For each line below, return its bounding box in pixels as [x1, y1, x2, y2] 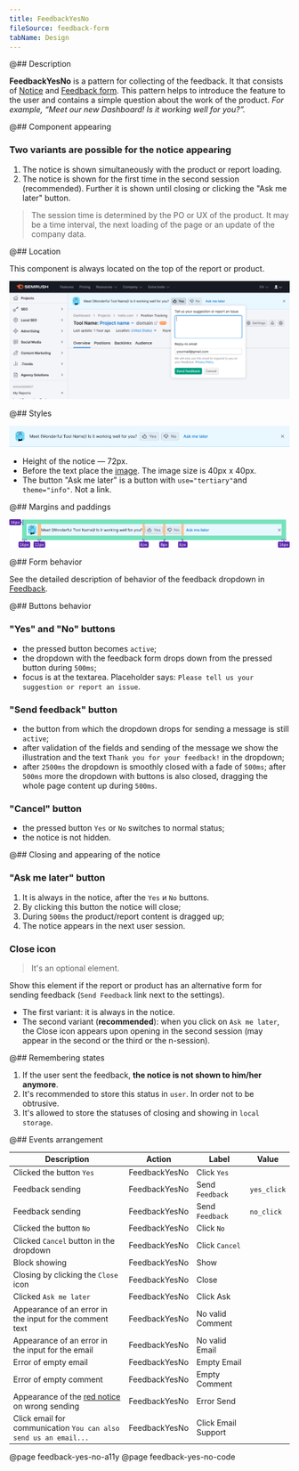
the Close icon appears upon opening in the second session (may [21, 1025, 263, 1036]
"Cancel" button [9, 802, 82, 815]
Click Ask [196, 1291, 231, 1302]
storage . [21, 1117, 53, 1127]
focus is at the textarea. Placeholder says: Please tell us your [21, 671, 255, 682]
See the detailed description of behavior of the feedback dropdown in [9, 574, 265, 585]
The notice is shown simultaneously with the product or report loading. [21, 164, 282, 175]
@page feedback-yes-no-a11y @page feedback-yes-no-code [9, 1451, 236, 1462]
